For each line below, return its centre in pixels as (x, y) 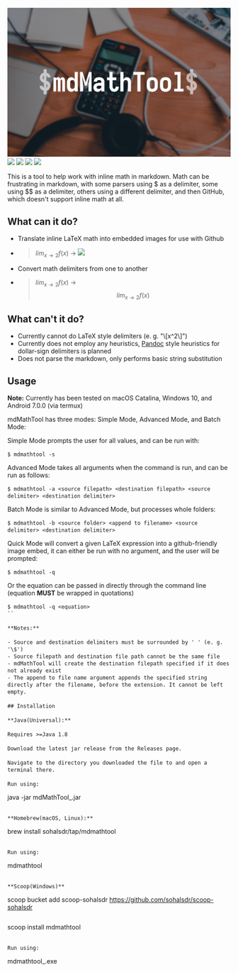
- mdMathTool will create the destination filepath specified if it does (119, 664)
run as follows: (29, 475)
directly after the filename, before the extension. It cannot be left (115, 685)
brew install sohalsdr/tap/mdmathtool (62, 831)
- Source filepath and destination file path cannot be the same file (114, 657)
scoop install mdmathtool (44, 927)
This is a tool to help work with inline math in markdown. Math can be (108, 177)
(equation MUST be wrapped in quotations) (71, 593)
